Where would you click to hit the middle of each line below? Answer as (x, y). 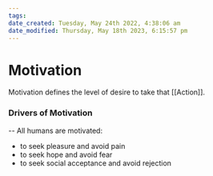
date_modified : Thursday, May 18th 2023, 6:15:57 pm (98, 30)
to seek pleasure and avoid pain (72, 146)
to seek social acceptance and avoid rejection (96, 163)
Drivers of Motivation (50, 113)
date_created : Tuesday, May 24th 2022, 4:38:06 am (94, 23)
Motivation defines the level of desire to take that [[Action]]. (107, 92)
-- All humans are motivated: (55, 130)
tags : (17, 16)
